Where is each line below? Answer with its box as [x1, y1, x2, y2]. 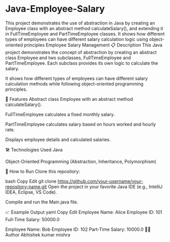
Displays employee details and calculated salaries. [5, 136, 111, 143]
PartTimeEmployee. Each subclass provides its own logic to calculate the [5, 60, 158, 66]
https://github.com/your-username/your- [58, 178, 144, 184]
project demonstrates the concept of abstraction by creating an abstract [5, 49, 157, 55]
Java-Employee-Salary [5, 3, 105, 15]
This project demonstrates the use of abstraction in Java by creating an [5, 20, 155, 26]
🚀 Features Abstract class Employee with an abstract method [5, 96, 133, 102]
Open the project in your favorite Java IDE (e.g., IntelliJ [48, 183, 163, 190]
